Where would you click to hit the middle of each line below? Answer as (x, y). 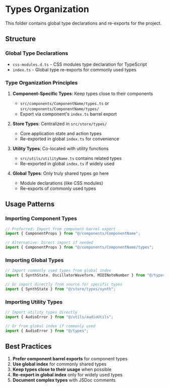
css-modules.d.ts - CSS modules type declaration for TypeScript (80, 64)
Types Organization (47, 9)
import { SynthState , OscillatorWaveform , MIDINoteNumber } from (75, 275)
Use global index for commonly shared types (59, 364)
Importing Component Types (41, 219)
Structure (21, 39)
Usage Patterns (30, 204)
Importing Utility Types (34, 302)
